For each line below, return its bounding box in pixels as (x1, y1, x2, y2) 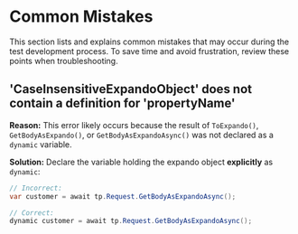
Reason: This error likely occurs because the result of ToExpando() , (9, 119, 259, 130)
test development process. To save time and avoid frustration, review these (9, 45, 290, 56)
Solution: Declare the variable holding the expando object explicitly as (9, 156, 274, 167)
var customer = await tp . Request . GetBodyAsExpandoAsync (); (9, 192, 237, 201)
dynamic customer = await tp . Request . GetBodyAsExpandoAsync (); (9, 217, 253, 226)
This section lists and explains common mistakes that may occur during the (9, 36, 290, 47)
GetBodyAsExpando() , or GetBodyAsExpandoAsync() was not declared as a (9, 129, 274, 140)
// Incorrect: (9, 183, 63, 192)
